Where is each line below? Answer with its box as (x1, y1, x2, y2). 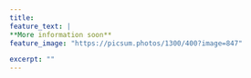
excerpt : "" (9, 55, 55, 64)
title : (9, 13, 35, 23)
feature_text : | (9, 22, 71, 31)
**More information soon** (9, 30, 112, 39)
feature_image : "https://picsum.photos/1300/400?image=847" (9, 38, 244, 48)
